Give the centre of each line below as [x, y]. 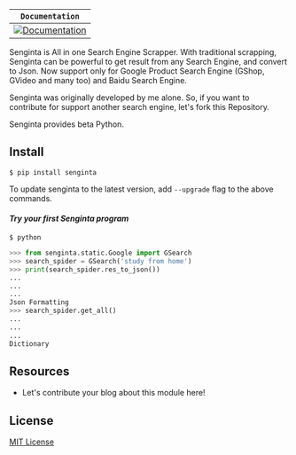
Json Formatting [39, 302]
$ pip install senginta [53, 172]
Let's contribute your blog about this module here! [113, 393]
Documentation [50, 16]
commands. [31, 198]
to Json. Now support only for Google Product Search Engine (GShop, [137, 71]
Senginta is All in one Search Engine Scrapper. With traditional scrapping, [143, 52]
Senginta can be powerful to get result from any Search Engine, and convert [148, 62]
